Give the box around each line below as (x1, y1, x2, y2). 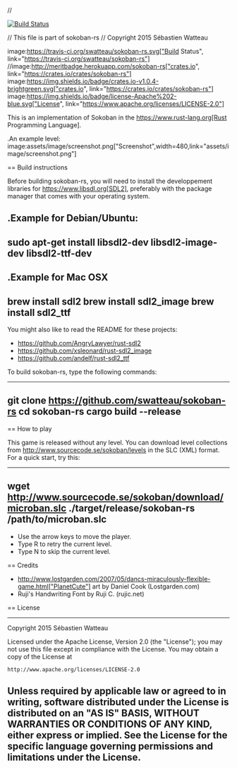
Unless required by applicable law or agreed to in (7, 685, 227, 697)
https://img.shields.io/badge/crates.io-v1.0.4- (27, 77, 159, 85)
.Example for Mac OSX (7, 271, 109, 283)
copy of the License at (7, 652, 73, 661)
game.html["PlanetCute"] (17, 582, 91, 591)
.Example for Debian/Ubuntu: (7, 212, 139, 225)
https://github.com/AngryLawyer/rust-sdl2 (17, 338, 141, 347)
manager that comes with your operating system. (7, 192, 150, 200)
